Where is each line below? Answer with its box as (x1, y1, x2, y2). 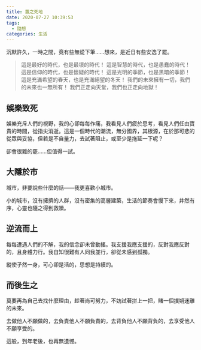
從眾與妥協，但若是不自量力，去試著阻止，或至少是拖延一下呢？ (6, 134, 163, 142)
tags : (6, 20, 20, 26)
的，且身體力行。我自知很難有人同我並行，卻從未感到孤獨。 (6, 248, 153, 255)
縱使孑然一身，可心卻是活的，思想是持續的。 (6, 261, 117, 268)
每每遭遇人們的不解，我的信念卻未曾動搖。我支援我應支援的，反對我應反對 (6, 241, 190, 248)
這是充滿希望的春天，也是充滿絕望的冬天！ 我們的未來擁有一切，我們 (20, 76, 190, 83)
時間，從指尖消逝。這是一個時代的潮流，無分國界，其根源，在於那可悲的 (16, 127, 195, 134)
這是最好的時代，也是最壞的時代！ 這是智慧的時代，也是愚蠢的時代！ (20, 61, 190, 68)
